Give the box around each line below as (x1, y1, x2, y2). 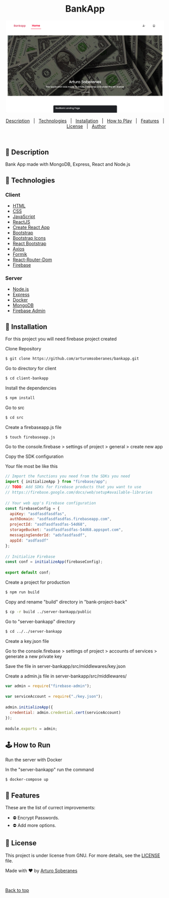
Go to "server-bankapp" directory (5, 618, 76, 624)
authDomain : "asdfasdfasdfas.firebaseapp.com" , (10, 517, 112, 522)
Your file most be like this (5, 463, 58, 470)
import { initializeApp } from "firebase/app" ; (5, 479, 108, 484)
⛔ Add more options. (12, 822, 57, 829)
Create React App (12, 224, 50, 230)
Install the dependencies (5, 385, 57, 391)
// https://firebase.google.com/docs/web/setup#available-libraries (5, 490, 153, 495)
